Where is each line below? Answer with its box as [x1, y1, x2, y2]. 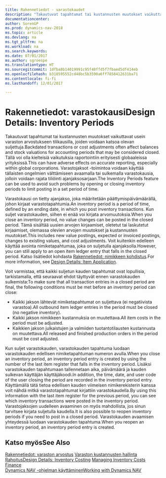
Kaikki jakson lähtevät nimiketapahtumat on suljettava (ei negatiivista [12, 299, 152, 305]
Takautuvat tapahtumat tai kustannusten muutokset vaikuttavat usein [5, 133, 146, 139]
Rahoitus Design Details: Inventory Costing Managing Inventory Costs [5, 457, 146, 463]
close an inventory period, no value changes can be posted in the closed [5, 216, 153, 223]
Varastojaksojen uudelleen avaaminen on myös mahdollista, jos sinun [5, 403, 146, 409]
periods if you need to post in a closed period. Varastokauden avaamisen [5, 414, 154, 420]
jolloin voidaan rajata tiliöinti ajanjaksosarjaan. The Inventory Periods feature [5, 175, 159, 181]
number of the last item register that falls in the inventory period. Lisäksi [5, 361, 152, 367]
